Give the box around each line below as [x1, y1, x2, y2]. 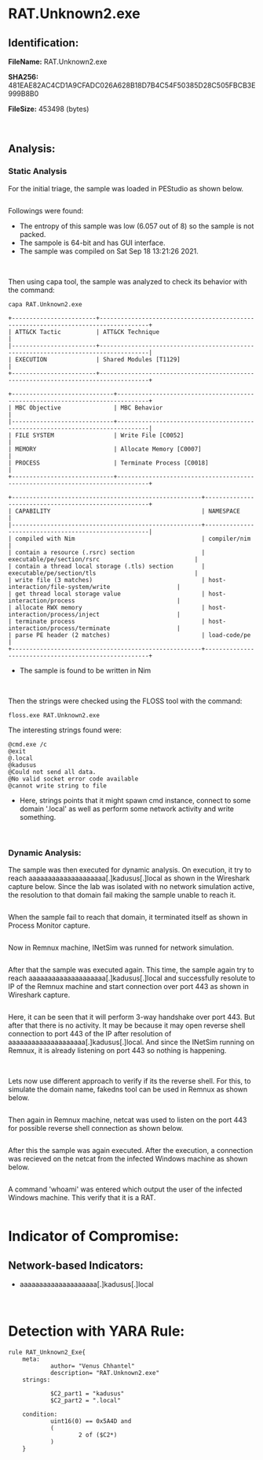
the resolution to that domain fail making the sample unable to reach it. [8, 890, 236, 899]
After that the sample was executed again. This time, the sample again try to [8, 965, 254, 974]
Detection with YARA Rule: [8, 1322, 185, 1340]
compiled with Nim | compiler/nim [15, 535, 251, 543]
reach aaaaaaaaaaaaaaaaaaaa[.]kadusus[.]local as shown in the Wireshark [8, 873, 250, 883]
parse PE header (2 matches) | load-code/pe [15, 631, 251, 639]
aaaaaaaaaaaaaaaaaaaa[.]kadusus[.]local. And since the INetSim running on [8, 1037, 255, 1047]
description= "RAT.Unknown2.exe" [49, 1369, 159, 1377]
